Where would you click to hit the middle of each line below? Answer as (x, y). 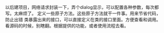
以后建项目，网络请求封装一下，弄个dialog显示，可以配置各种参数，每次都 (82, 7)
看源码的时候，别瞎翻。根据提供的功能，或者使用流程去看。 (67, 26)
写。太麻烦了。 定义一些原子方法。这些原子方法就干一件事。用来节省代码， (83, 13)
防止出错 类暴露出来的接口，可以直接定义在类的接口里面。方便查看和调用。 (83, 19)
